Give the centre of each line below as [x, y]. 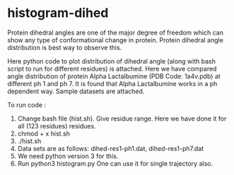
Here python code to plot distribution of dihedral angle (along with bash [111, 61]
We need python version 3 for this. [68, 156]
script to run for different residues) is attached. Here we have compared [112, 68]
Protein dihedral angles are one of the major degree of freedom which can [116, 32]
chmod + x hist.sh [44, 133]
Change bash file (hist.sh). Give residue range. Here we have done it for [122, 119]
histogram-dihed [58, 13]
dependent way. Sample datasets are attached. [76, 91]
